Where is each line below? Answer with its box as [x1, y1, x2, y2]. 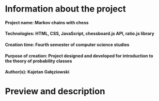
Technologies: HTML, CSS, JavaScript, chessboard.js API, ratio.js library [5, 30, 155, 37]
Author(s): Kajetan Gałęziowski [5, 69, 69, 75]
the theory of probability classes [5, 58, 72, 64]
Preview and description [5, 86, 105, 97]
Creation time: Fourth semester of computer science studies [5, 42, 129, 47]
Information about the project [5, 3, 126, 14]
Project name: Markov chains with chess [5, 19, 89, 25]
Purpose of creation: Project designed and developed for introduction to [5, 53, 154, 58]
